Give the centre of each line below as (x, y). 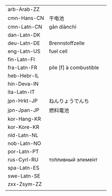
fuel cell (58, 51)
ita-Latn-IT (21, 92)
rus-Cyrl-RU (23, 160)
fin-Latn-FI (21, 59)
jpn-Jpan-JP (23, 110)
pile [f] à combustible (74, 67)
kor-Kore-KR (23, 127)
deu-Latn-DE (24, 43)
